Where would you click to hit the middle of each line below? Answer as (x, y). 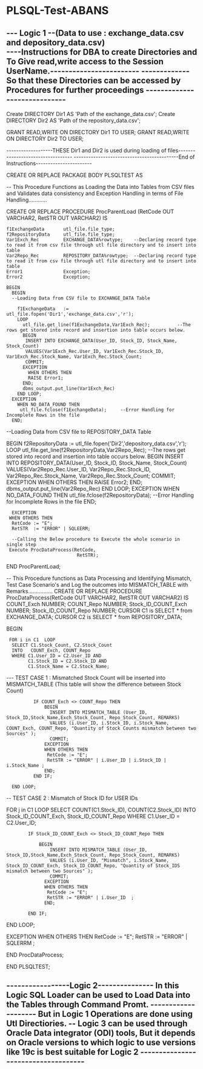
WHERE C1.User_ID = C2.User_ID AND (57, 656)
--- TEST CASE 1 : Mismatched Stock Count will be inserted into (86, 678)
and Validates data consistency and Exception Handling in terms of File (95, 193)
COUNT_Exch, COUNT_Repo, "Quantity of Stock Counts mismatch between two (101, 728)
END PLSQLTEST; (28, 967)
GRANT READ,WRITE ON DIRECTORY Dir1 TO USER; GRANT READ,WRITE (98, 132)
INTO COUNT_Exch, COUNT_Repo (51, 651)
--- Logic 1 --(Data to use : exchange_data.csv (95, 33)
